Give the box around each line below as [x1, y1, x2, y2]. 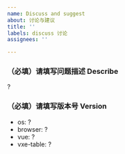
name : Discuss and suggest [7, 10, 85, 17]
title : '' [7, 23, 36, 30]
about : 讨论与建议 [7, 17, 56, 24]
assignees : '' [7, 36, 49, 43]
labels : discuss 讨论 [7, 29, 68, 37]
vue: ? [17, 132, 35, 141]
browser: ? [17, 125, 48, 133]
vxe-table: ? [17, 140, 52, 148]
